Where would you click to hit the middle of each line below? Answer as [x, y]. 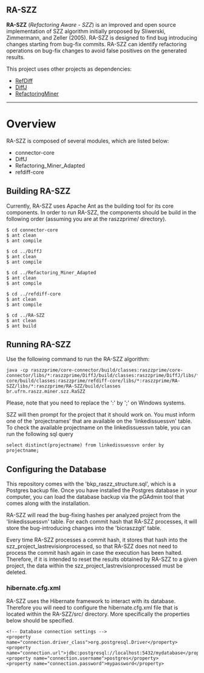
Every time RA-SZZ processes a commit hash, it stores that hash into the [97, 540]
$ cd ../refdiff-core [34, 294]
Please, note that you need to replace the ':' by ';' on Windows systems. [96, 403]
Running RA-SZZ [39, 344]
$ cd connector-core [32, 230]
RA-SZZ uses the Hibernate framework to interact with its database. [91, 601]
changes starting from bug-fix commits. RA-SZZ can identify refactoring [97, 44]
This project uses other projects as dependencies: [69, 69]
